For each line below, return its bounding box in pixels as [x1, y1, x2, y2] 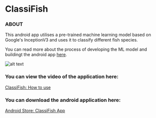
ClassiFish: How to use [5, 84, 51, 90]
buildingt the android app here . [5, 52, 67, 58]
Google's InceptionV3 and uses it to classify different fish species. [5, 37, 138, 43]
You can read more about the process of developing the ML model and [5, 46, 147, 52]
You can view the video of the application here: [5, 73, 118, 80]
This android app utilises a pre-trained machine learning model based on [5, 32, 151, 38]
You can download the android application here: [5, 97, 121, 103]
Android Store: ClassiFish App [5, 108, 65, 114]
